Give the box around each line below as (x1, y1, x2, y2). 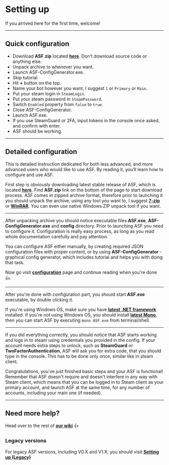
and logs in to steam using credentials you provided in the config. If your (5, 337, 155, 343)
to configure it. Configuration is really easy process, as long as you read (5, 228, 154, 234)
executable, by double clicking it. (5, 296, 74, 302)
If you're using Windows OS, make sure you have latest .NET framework (5, 306, 156, 313)
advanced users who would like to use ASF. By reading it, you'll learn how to (5, 166, 163, 172)
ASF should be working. (12, 128, 62, 134)
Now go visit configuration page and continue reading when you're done (5, 269, 157, 275)
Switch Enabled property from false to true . (12, 101, 104, 107)
